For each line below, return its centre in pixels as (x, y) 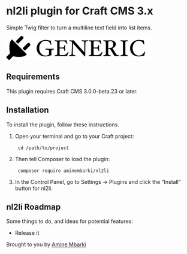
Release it (27, 233)
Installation (28, 110)
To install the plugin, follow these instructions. (63, 125)
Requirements (33, 77)
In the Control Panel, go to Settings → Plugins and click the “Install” (98, 182)
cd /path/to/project (43, 148)
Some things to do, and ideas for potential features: (70, 221)
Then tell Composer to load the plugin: (62, 159)
